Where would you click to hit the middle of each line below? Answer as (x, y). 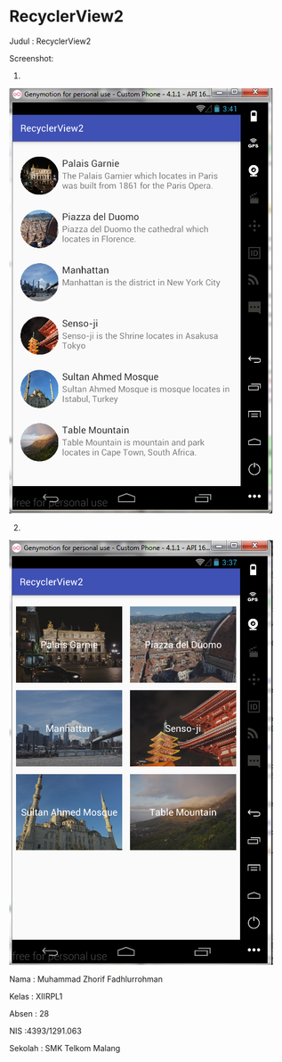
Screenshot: (32, 58)
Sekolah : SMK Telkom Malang (65, 1048)
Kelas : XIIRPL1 (36, 996)
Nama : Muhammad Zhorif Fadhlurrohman (86, 979)
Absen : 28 (29, 1013)
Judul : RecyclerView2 (50, 41)
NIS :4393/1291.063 (45, 1031)
